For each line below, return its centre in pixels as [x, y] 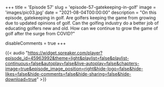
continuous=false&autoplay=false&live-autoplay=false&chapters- [72, 63]
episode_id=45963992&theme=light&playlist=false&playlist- [67, 58]
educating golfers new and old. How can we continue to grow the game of [82, 28]
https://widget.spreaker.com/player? [65, 53]
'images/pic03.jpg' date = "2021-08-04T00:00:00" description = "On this [81, 12]
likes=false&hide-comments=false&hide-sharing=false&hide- [68, 74]
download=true [21, 79]
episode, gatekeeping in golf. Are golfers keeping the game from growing [80, 18]
